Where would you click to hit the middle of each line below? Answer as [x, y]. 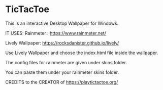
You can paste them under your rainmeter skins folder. [62, 72]
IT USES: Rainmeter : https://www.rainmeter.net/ [56, 33]
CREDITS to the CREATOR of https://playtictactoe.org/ [62, 82]
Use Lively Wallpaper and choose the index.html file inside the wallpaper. [82, 53]
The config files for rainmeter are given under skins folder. [66, 62]
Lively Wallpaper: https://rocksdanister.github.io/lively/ [62, 43]
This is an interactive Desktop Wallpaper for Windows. [62, 23]
